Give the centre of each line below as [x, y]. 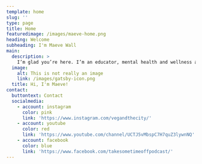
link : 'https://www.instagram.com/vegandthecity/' [87, 118]
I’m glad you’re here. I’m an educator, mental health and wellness [105, 62]
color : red [36, 129]
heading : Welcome [28, 40]
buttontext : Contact [37, 96]
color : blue [37, 146]
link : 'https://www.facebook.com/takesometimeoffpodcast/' [97, 151]
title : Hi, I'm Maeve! [40, 85]
